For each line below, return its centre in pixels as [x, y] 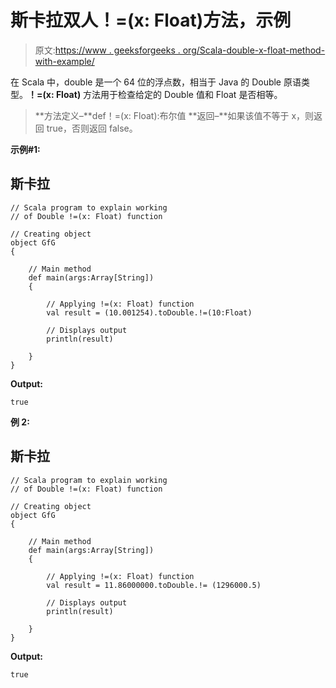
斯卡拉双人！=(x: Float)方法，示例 [151, 20]
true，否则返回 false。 [92, 128]
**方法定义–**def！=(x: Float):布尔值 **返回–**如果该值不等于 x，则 [174, 115]
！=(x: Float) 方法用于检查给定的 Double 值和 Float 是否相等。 [155, 94]
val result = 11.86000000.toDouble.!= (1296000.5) [154, 585]
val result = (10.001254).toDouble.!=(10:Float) [149, 312]
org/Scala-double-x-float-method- [254, 50]
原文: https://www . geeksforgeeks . [107, 50]
